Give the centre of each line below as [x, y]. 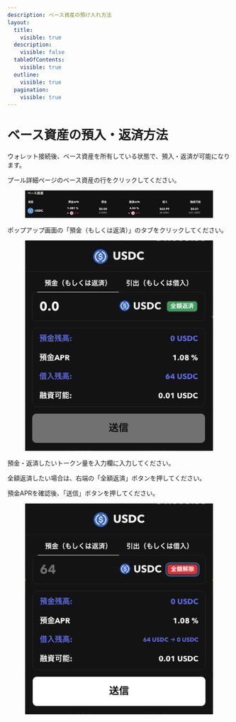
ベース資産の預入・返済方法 [88, 135]
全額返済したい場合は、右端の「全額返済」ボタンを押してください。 [107, 478]
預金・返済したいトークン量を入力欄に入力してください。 [91, 463]
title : [23, 30]
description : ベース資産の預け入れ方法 [60, 15]
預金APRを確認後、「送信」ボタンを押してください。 [83, 493]
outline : [27, 74]
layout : [19, 22]
